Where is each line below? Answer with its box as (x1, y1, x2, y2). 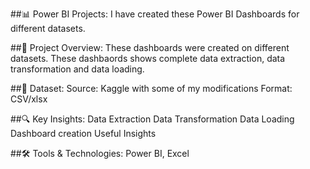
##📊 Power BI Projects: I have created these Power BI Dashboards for (10, 8, 300, 20)
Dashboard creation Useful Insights (10, 128, 157, 139)
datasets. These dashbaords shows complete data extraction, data (10, 53, 286, 64)
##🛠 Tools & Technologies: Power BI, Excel (10, 148, 190, 159)
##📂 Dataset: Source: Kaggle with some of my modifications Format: (10, 83, 293, 94)
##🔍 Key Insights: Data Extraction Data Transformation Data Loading (10, 113, 295, 125)
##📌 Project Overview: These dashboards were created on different (10, 42, 290, 53)
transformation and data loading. (10, 63, 145, 75)
